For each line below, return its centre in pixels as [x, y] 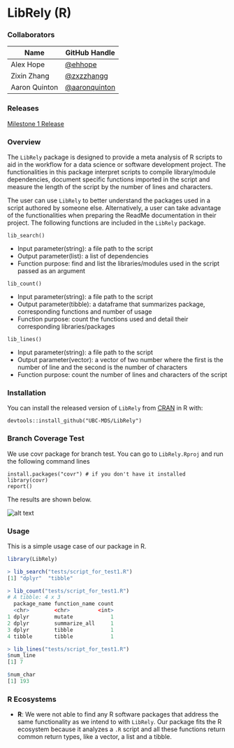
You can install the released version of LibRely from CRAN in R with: [105, 408]
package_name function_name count [64, 604]
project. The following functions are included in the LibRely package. [107, 223]
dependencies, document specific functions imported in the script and [109, 179]
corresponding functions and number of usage [85, 312]
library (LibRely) [32, 559]
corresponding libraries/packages [66, 326]
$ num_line [22, 656]
